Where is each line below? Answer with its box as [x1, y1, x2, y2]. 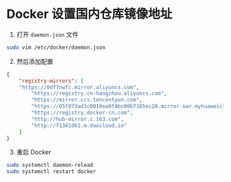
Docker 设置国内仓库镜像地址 [6, 6, 173, 22]
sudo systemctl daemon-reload [6, 162, 94, 169]
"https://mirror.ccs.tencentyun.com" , [31, 97, 143, 104]
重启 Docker [16, 148, 52, 157]
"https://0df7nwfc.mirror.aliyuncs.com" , [19, 84, 139, 91]
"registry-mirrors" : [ [19, 77, 84, 84]
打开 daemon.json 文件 [16, 30, 79, 38]
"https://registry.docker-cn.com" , [31, 109, 134, 117]
